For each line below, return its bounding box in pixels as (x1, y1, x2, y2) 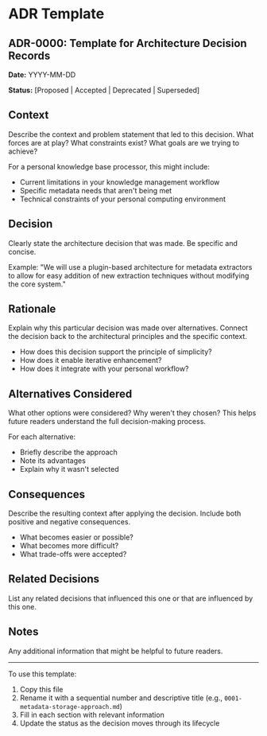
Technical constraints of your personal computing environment (19, 194, 226, 204)
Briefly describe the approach (19, 447, 118, 458)
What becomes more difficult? (19, 541, 119, 551)
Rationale (8, 302, 56, 316)
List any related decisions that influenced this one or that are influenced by (8, 594, 253, 603)
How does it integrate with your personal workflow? (19, 364, 189, 374)
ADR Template (8, 5, 105, 23)
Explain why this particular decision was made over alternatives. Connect (8, 323, 248, 333)
